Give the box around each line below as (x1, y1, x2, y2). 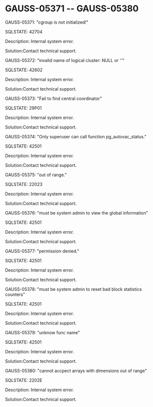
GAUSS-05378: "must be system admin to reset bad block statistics (5, 286, 142, 292)
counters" (5, 291, 25, 297)
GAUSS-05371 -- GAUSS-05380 (5, 3, 139, 14)
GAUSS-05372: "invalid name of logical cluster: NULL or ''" (5, 57, 125, 63)
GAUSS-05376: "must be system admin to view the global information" (5, 210, 149, 216)
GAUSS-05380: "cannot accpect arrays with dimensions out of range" (5, 368, 147, 374)
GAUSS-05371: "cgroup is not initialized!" (5, 19, 89, 25)
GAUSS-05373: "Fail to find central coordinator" (5, 95, 102, 101)
